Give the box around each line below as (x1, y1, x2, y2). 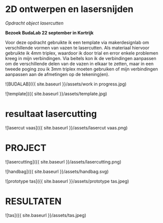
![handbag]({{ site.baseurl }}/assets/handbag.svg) (5, 168, 109, 174)
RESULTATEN (5, 196, 62, 207)
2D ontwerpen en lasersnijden (5, 3, 134, 15)
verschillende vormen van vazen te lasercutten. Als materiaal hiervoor (5, 44, 149, 50)
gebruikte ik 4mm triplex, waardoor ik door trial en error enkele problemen (5, 50, 158, 56)
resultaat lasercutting (5, 108, 97, 119)
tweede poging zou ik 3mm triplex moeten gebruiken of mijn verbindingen (5, 66, 158, 72)
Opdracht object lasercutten (5, 20, 64, 26)
